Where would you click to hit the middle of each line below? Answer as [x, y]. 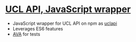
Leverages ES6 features [38, 28]
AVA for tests [26, 34]
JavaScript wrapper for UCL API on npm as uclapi [65, 23]
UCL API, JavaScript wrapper [68, 9]
